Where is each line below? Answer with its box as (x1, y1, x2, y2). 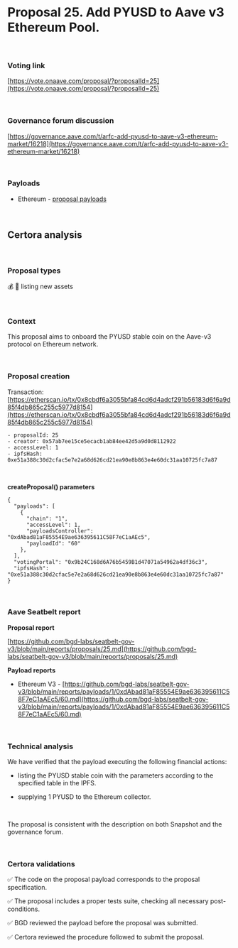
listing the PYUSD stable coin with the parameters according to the (17, 771, 214, 780)
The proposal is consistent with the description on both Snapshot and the (7, 820, 222, 829)
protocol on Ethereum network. (7, 340, 99, 349)
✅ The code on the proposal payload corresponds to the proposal (7, 875, 200, 884)
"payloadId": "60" (26, 540, 81, 547)
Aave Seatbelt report (7, 607, 81, 617)
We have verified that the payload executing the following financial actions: (7, 758, 227, 766)
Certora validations (7, 859, 76, 869)
